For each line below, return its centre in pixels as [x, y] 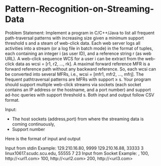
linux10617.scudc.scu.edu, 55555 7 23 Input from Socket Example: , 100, [77, 153]
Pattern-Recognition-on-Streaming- [80, 9]
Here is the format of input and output [43, 138]
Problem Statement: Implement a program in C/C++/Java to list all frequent [80, 33]
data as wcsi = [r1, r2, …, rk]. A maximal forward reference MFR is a [83, 64]
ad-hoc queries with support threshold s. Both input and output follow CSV [80, 95]
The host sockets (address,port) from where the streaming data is [78, 119]
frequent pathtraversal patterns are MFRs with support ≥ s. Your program [78, 79]
